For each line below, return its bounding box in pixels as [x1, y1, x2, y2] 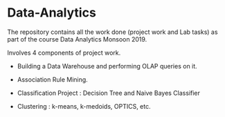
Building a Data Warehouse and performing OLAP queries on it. [17, 62, 197, 70]
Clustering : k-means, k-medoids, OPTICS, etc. [17, 102, 151, 110]
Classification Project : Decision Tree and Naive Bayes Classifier [17, 89, 201, 97]
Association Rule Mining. [17, 75, 88, 84]
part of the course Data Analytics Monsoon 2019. [7, 35, 147, 43]
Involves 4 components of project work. [7, 48, 121, 57]
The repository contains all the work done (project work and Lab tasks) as [7, 28, 218, 36]
